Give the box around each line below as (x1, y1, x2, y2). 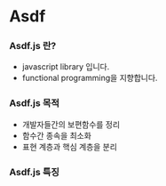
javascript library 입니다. (21, 61, 110, 72)
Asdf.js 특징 (9, 166, 60, 178)
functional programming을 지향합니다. (21, 73, 158, 84)
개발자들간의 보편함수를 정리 (21, 118, 121, 130)
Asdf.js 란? (9, 40, 57, 53)
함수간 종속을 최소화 (21, 130, 91, 141)
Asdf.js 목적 (9, 97, 60, 109)
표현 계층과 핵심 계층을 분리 (21, 141, 118, 152)
